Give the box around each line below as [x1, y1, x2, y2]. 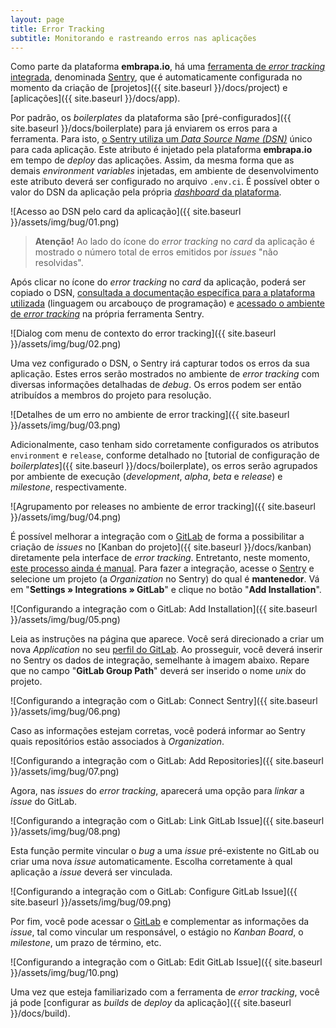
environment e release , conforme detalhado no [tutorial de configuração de [10, 449, 320, 461]
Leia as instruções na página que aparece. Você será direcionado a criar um [10, 633, 325, 645]
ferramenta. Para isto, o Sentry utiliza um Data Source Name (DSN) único [10, 133, 313, 145]
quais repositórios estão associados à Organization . [10, 736, 225, 748]
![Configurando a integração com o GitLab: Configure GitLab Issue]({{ [10, 886, 298, 898]
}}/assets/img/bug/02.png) [10, 338, 122, 350]
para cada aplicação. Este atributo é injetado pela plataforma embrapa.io [10, 144, 313, 156]
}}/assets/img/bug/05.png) [10, 614, 121, 626]
